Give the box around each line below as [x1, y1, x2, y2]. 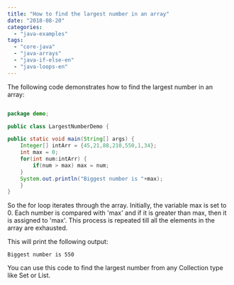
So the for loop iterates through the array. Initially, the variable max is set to [7, 201, 227, 210]
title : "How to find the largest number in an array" [7, 10, 170, 18]
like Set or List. [7, 271, 51, 280]
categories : [7, 23, 43, 30]
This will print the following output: [7, 238, 108, 246]
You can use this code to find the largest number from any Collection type [7, 264, 223, 272]
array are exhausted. [7, 224, 68, 233]
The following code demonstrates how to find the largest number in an [7, 82, 213, 91]
